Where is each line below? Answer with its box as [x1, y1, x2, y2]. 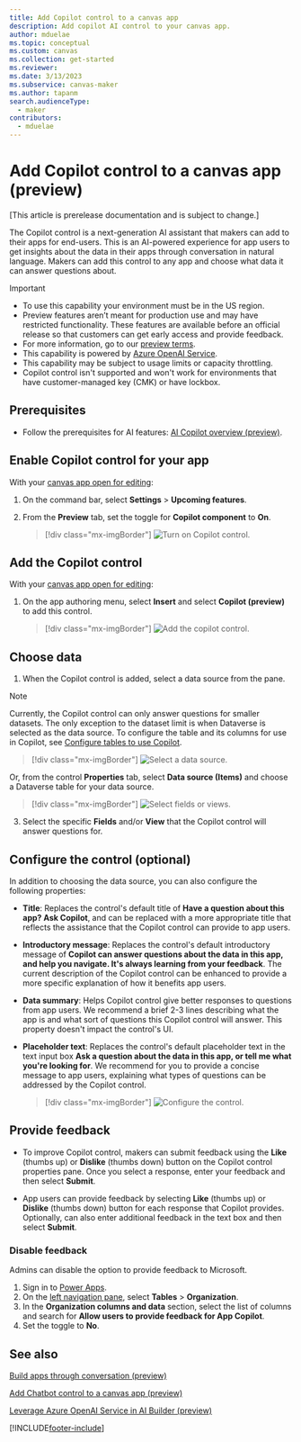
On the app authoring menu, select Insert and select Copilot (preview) [22, 596, 286, 608]
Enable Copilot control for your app [9, 453, 209, 468]
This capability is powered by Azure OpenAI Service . [22, 347, 218, 358]
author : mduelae [9, 30, 70, 39]
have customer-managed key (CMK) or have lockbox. [22, 376, 221, 387]
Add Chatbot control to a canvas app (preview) [9, 1387, 183, 1398]
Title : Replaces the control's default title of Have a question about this [22, 903, 285, 914]
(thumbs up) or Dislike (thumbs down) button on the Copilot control [22, 1156, 272, 1167]
